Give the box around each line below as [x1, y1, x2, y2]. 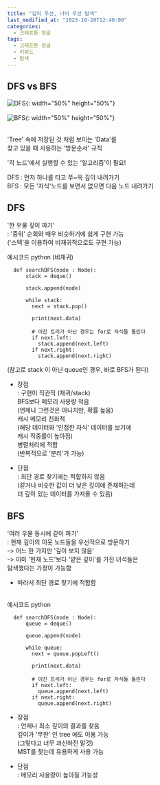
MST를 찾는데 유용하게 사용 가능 [16, 748, 104, 756]
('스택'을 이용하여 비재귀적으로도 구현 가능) [7, 239, 122, 247]
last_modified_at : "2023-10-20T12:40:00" [7, 17, 128, 23]
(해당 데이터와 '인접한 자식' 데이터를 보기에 [16, 424, 132, 432]
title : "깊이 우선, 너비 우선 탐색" [7, 10, 98, 17]
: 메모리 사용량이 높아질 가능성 [16, 771, 98, 779]
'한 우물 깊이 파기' [7, 221, 55, 230]
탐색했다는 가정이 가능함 [7, 564, 72, 573]
